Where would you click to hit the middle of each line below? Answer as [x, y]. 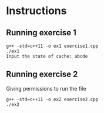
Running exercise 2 [42, 74]
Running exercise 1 [41, 33]
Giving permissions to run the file [46, 88]
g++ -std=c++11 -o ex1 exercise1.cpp [52, 46]
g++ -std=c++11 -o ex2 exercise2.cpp [52, 99]
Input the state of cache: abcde [47, 56]
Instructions [36, 11]
